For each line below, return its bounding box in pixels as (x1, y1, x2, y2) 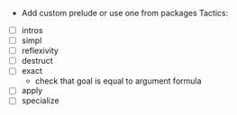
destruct (21, 56, 53, 66)
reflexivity (21, 45, 59, 57)
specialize (21, 95, 59, 106)
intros (21, 25, 43, 35)
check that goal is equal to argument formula (34, 75, 202, 86)
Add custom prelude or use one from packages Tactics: (21, 8, 229, 18)
